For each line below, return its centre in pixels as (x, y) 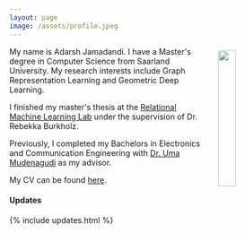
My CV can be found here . (58, 179)
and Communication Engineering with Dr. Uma (95, 152)
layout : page (34, 17)
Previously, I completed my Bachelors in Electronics (105, 143)
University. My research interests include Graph (97, 70)
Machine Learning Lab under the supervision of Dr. (103, 116)
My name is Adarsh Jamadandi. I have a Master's (100, 51)
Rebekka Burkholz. (44, 125)
